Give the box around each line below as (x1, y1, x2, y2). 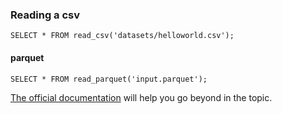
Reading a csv (10, 8, 81, 22)
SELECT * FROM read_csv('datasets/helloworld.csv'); (10, 31, 235, 41)
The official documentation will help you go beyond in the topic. (10, 91, 273, 103)
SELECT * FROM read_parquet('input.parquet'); (10, 74, 208, 84)
